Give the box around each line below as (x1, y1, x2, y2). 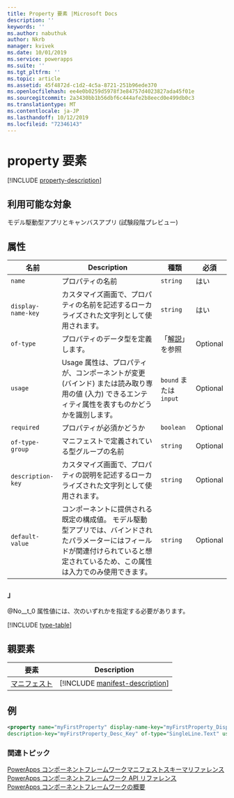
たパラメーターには (61, 535, 125, 545)
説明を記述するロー (82, 471, 146, 480)
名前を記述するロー (82, 300, 146, 310)
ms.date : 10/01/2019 (7, 50, 68, 57)
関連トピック (7, 748, 51, 758)
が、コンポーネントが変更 (61, 368, 146, 378)
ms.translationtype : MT (7, 101, 77, 108)
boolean (160, 424, 186, 431)
